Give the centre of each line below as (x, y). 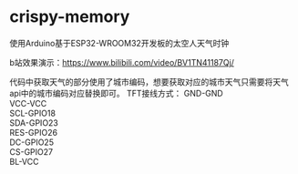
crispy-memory (70, 17)
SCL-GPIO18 (33, 113)
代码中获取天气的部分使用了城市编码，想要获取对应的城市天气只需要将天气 (149, 82)
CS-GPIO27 (31, 151)
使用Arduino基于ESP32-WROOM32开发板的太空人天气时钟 (119, 43)
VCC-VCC (28, 103)
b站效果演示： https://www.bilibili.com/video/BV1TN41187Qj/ (122, 62)
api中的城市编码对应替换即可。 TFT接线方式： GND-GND (116, 93)
